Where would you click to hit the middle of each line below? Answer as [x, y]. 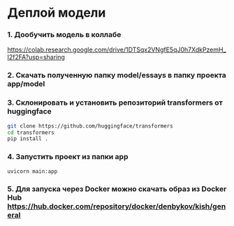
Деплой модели [57, 13]
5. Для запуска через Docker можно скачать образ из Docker [117, 189]
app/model [26, 84]
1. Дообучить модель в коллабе [64, 35]
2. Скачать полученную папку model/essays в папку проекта [117, 75]
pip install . [28, 139]
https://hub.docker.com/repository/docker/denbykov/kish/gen [117, 206]
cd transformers [31, 133]
